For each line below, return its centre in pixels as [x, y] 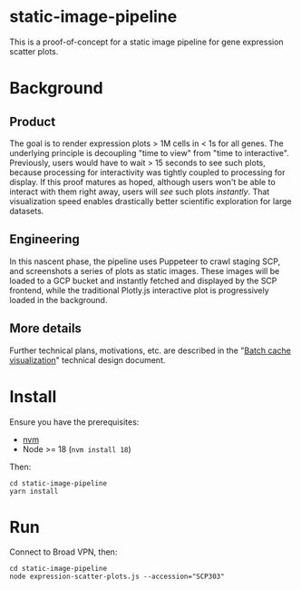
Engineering [44, 239]
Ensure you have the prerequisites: [74, 422]
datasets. [27, 211]
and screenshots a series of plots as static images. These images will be [145, 270]
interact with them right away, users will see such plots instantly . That [140, 192]
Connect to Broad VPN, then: [63, 552]
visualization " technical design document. [87, 359]
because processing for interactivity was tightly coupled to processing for [147, 172]
